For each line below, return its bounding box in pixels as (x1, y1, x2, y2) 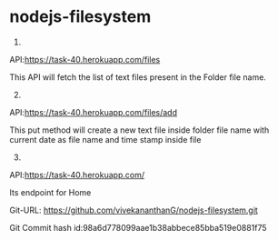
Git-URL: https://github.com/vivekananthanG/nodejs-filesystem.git (9, 205, 259, 215)
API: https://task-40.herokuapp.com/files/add (9, 106, 178, 117)
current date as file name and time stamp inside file (9, 134, 202, 145)
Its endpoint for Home (9, 186, 92, 197)
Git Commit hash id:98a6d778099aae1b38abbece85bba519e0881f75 (9, 222, 267, 233)
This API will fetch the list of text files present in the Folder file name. (9, 71, 266, 83)
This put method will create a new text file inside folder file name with (9, 125, 270, 135)
